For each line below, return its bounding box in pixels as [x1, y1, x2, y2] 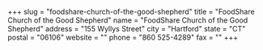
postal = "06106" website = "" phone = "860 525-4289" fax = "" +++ [7, 32, 239, 42]
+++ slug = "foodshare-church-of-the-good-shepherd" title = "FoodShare [7, 7, 256, 16]
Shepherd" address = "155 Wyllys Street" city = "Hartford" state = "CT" [7, 24, 246, 33]
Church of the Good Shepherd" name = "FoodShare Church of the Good [7, 15, 248, 25]
